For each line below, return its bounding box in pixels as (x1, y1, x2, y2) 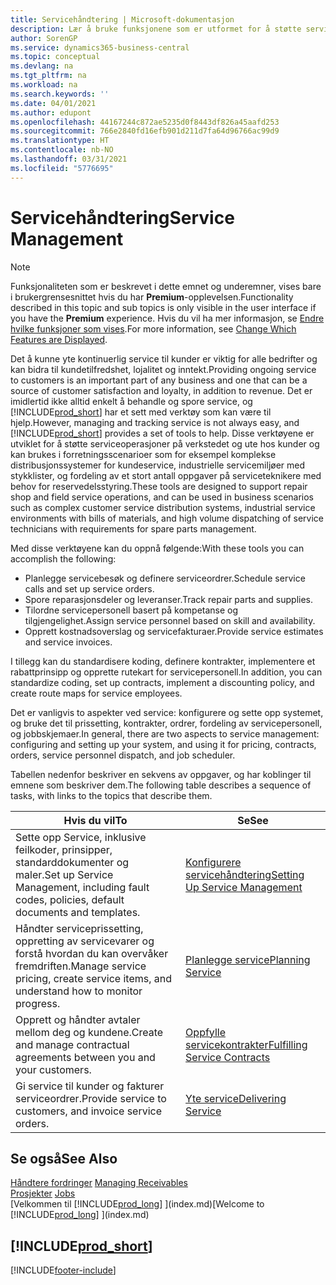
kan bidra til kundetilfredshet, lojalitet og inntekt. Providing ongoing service (10, 363, 317, 375)
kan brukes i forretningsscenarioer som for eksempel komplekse (10, 448, 277, 460)
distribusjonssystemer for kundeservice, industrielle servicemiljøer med (10, 459, 306, 471)
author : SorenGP (10, 33, 78, 43)
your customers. (15, 1062, 92, 1076)
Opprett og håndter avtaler (15, 1012, 141, 1026)
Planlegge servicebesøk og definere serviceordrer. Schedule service (24, 572, 306, 584)
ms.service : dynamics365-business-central (10, 42, 190, 53)
